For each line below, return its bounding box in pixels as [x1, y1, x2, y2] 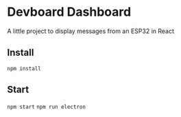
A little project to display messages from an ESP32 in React [7, 27, 175, 35]
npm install [7, 65, 41, 72]
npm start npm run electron [7, 103, 86, 110]
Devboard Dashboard [7, 4, 132, 20]
